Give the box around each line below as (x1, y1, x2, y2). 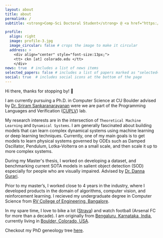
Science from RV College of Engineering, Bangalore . (5, 198, 110, 204)
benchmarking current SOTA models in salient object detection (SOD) (5, 163, 144, 168)
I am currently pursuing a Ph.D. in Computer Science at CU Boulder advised (5, 97, 156, 103)
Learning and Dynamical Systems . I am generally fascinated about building (5, 122, 152, 128)
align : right (9, 34, 36, 39)
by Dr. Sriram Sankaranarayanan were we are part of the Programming (5, 103, 146, 109)
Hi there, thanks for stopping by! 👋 (5, 88, 74, 94)
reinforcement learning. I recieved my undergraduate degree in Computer (5, 193, 152, 199)
